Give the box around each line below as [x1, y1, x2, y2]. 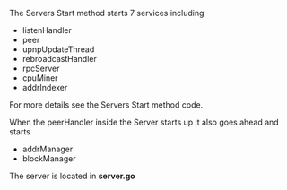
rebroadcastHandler [22, 54, 97, 64]
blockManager [22, 153, 76, 164]
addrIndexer [22, 82, 68, 92]
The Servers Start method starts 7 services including [9, 8, 204, 18]
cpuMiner [22, 73, 58, 83]
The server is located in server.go [9, 170, 136, 181]
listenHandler [22, 25, 72, 35]
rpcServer [22, 63, 60, 73]
